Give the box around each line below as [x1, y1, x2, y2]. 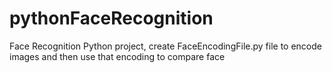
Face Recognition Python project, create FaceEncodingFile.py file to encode [9, 40, 322, 52]
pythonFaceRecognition [9, 7, 214, 30]
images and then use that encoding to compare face [9, 50, 226, 62]
